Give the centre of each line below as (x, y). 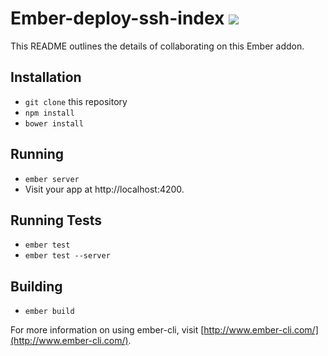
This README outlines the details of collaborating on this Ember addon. (157, 46)
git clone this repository (76, 101)
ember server (52, 179)
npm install (49, 113)
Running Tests (56, 220)
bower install (54, 123)
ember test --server (67, 256)
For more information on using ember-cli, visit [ (107, 330)
